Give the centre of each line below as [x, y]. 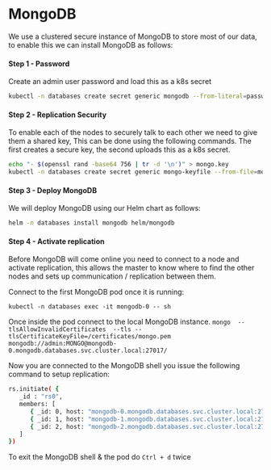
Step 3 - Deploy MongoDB [53, 190]
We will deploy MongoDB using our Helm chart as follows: [105, 208]
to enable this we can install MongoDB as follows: [91, 44]
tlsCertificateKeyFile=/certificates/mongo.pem [90, 337]
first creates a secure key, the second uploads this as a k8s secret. [119, 149]
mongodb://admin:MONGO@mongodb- [63, 344]
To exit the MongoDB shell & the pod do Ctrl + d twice [100, 457]
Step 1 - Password [39, 63]
